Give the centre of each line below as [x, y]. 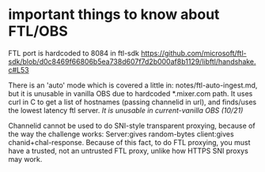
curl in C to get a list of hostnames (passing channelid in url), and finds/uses [132, 102]
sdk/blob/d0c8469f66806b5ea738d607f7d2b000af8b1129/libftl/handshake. [132, 62]
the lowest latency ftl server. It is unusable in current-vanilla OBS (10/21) [126, 110]
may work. [25, 159]
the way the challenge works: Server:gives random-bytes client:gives [121, 134]
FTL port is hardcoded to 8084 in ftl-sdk [74, 53]
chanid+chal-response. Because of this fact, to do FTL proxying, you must [129, 142]
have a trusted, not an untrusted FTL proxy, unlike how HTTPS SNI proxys [129, 151]
